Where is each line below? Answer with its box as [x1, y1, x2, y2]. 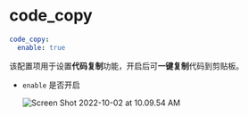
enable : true [17, 43, 66, 52]
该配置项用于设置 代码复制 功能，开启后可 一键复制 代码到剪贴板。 [9, 60, 244, 71]
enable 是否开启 [21, 79, 80, 90]
